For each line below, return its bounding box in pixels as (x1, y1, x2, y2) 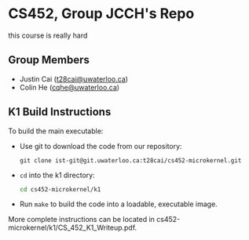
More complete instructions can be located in (8, 215, 156, 224)
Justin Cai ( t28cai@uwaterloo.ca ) (19, 74, 128, 83)
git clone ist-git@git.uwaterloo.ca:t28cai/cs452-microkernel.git (19, 156, 242, 165)
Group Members (8, 53, 90, 67)
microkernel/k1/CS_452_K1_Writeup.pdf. (8, 223, 137, 232)
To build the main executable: (8, 126, 104, 136)
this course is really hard (8, 31, 88, 40)
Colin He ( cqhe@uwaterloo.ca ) (19, 82, 120, 92)
